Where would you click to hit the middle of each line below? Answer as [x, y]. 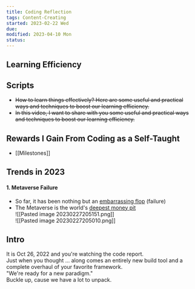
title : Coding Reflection [39, 12]
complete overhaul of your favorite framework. [64, 267]
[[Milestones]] [32, 153]
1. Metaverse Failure [32, 188]
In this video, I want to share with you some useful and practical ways [102, 113]
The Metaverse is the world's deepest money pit [75, 208]
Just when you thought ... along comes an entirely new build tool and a [94, 260]
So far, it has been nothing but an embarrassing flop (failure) [91, 201]
